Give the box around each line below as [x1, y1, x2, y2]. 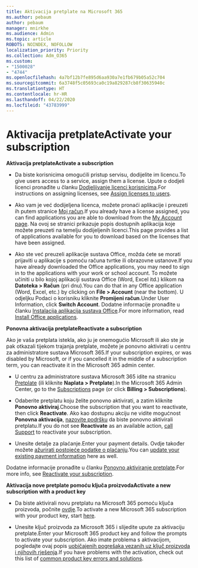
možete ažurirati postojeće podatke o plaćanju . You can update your [14, 446, 180, 453]
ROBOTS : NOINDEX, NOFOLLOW [6, 42, 73, 48]
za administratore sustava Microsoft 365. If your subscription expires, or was [6, 349, 192, 356]
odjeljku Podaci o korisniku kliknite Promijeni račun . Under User [14, 295, 170, 302]
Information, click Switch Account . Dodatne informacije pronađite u [14, 301, 180, 308]
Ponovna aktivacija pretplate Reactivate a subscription [6, 325, 142, 332]
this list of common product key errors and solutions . [14, 555, 144, 562]
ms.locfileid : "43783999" [6, 102, 70, 108]
